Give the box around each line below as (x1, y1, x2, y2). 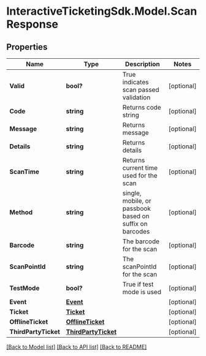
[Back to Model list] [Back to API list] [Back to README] (6, 343, 147, 350)
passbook (122, 204, 151, 213)
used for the (122, 172, 158, 180)
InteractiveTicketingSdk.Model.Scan (6, 4, 197, 18)
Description (124, 60, 161, 68)
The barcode (122, 237, 159, 246)
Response (6, 17, 59, 31)
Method (9, 208, 33, 216)
